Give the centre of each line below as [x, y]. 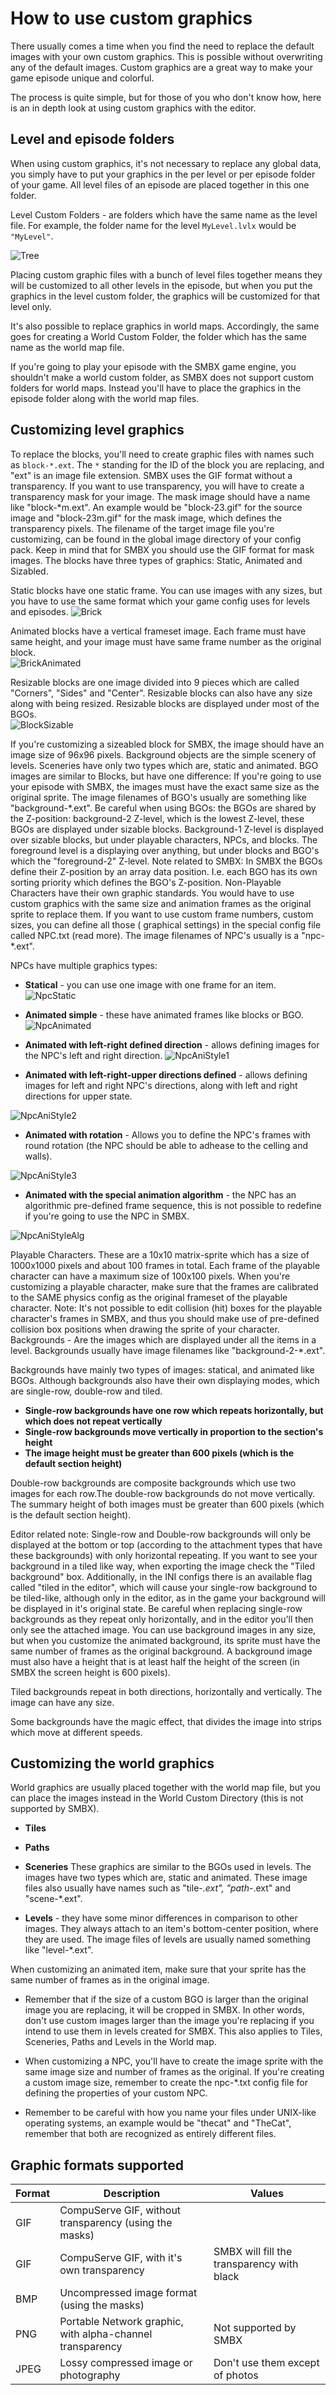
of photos [236, 2375]
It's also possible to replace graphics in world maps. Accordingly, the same [165, 326]
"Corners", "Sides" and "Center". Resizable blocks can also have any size [161, 693]
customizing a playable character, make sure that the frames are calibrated [164, 1286]
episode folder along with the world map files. [105, 398]
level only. [31, 306]
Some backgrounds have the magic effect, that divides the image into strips [166, 1721]
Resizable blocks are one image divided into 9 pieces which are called [155, 682]
